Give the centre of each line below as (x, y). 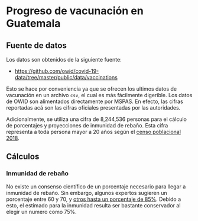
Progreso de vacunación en (75, 11)
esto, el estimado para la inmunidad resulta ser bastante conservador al (93, 205)
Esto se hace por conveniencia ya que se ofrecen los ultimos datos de (92, 89)
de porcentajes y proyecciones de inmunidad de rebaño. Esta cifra (87, 125)
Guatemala (33, 23)
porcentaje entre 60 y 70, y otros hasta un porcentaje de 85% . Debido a (94, 199)
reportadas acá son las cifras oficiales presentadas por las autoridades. (93, 108)
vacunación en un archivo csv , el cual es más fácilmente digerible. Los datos (99, 95)
